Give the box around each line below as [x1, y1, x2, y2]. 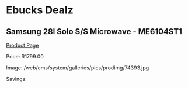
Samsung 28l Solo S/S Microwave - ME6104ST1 [6, 27, 183, 36]
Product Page [6, 42, 39, 49]
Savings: [6, 76, 27, 82]
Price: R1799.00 [6, 53, 44, 60]
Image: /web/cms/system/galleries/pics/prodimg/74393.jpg [6, 64, 149, 71]
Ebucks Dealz [6, 3, 74, 17]
